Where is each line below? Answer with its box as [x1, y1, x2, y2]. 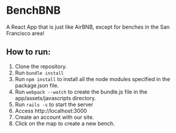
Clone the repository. [14, 63, 67, 70]
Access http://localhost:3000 [14, 107, 87, 114]
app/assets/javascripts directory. [14, 94, 96, 101]
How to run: [6, 47, 51, 57]
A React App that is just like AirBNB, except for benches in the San [6, 23, 170, 30]
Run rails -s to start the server [14, 101, 94, 108]
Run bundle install [14, 69, 64, 76]
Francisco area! [6, 29, 45, 36]
